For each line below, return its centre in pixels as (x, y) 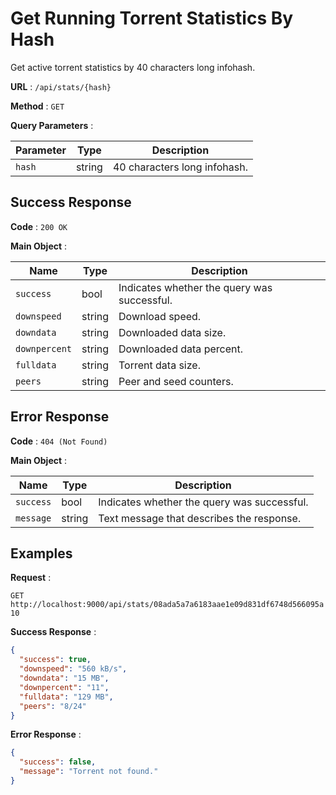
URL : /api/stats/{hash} (61, 86)
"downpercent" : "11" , (64, 687)
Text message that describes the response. (200, 518)
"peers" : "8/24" (53, 706)
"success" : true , (55, 660)
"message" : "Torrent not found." (89, 772)
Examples (41, 553)
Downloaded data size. (172, 332)
